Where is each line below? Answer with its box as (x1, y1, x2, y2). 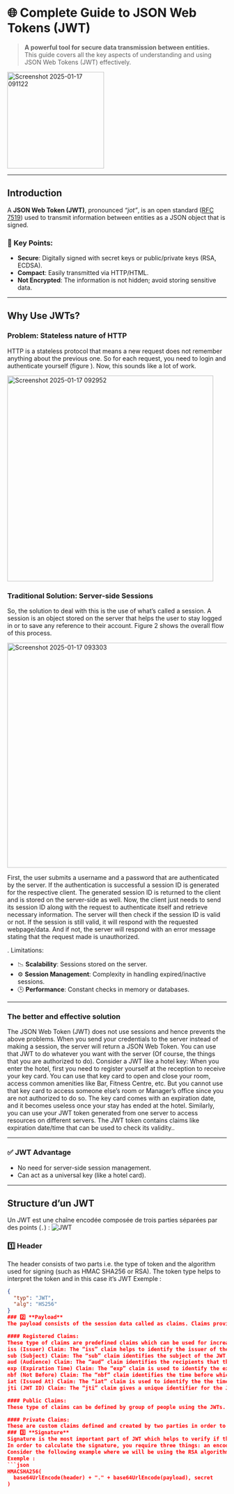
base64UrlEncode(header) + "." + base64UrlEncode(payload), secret (13, 1475, 214, 1481)
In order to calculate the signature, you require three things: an (7, 1442, 210, 1449)
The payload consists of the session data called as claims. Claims (7, 1321, 210, 1328)
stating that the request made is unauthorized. (7, 933, 140, 941)
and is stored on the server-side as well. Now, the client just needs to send (7, 896, 221, 904)
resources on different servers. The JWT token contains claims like (7, 1116, 200, 1125)
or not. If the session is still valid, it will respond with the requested (7, 918, 198, 927)
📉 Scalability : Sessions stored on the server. (17, 960, 148, 968)
